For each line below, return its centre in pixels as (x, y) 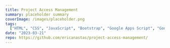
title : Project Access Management (42, 10)
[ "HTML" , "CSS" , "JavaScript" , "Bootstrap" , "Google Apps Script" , (82, 28)
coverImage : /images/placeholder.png (45, 19)
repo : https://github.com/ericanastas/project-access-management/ (77, 38)
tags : (11, 24)
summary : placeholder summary (37, 14)
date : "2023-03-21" (26, 33)
